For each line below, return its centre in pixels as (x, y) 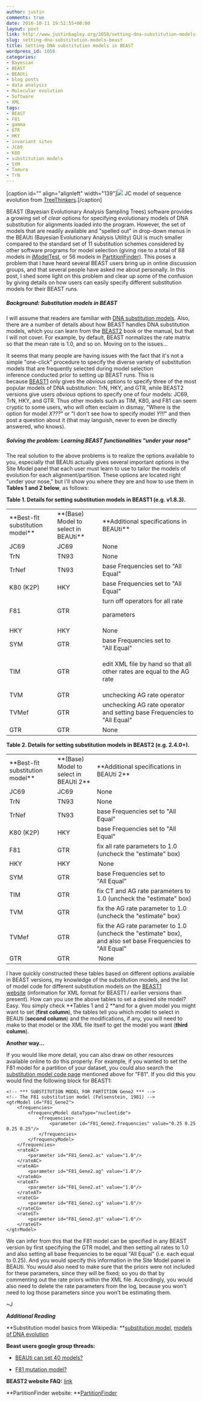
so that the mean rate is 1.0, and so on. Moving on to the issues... (87, 344)
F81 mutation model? (41, 1369)
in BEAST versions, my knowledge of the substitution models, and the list (97, 979)
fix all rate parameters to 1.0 (137, 846)
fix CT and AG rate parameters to (143, 891)
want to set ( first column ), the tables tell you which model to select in (93, 1012)
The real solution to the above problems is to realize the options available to (100, 455)
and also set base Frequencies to (143, 941)
